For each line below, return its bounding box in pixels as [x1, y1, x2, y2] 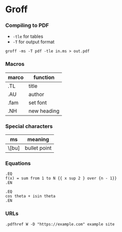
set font [28, 99, 47, 106]
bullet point [24, 145, 52, 152]
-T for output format [12, 39, 55, 45]
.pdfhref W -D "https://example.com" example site [5, 221, 115, 227]
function [33, 74, 55, 81]
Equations [5, 160, 31, 167]
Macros [5, 60, 24, 67]
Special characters [5, 123, 53, 130]
